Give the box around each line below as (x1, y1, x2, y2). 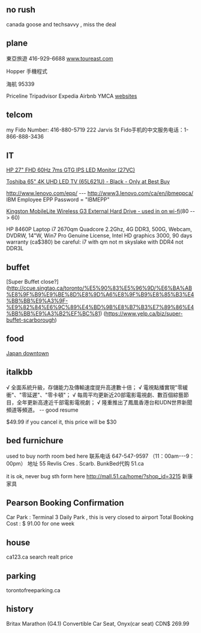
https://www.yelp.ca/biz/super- (105, 310, 183, 317)
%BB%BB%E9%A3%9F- (6, 297, 68, 305)
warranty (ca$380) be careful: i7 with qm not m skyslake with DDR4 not (6, 238, 184, 245)
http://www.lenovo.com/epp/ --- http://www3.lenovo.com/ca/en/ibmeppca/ (6, 190, 194, 197)
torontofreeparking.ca (6, 586, 61, 593)
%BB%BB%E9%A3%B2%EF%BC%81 (6, 310, 101, 317)
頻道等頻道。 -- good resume (6, 406, 79, 413)
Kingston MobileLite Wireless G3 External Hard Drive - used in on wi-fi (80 (6, 208, 189, 215)
